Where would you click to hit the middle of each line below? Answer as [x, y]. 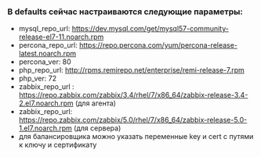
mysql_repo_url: [44, 29]
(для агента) [96, 103]
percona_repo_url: [48, 45]
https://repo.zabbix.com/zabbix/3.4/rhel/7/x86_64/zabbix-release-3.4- [133, 95]
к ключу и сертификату [58, 145]
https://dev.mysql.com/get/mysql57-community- [150, 29]
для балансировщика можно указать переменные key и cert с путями [136, 137]
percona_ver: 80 [45, 62]
